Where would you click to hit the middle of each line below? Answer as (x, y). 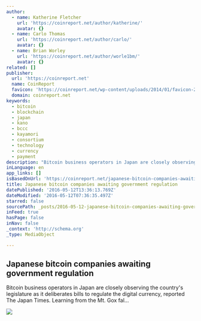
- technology (28, 145)
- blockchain (28, 112)
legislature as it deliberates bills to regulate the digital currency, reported (96, 294)
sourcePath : (21, 207)
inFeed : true (22, 212)
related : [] (21, 67)
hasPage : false (25, 218)
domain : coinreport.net (41, 95)
